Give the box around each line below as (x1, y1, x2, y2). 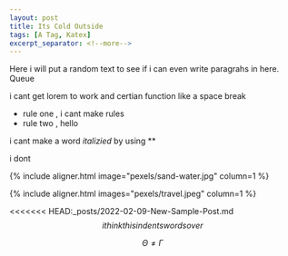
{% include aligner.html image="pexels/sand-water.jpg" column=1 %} (9, 171, 270, 182)
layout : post (9, 13, 59, 23)
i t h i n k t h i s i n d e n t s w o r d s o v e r (102, 220, 204, 231)
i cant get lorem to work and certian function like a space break (9, 91, 247, 102)
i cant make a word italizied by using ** (9, 135, 156, 146)
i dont (9, 153, 32, 164)
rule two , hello (22, 118, 79, 129)
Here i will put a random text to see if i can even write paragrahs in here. (9, 64, 280, 74)
